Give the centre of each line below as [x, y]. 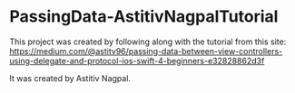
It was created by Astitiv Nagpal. [70, 78]
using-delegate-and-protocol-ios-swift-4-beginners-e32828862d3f [137, 60]
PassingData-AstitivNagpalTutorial [144, 17]
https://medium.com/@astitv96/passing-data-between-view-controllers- [146, 51]
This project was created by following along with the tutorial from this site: [148, 42]
